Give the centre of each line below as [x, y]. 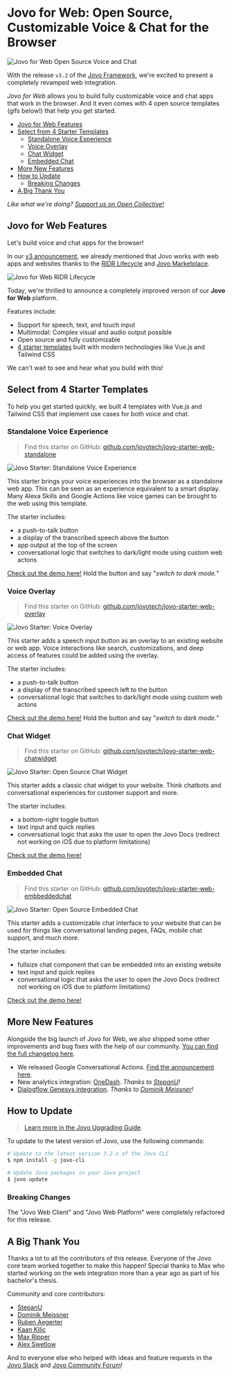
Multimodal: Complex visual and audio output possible [95, 332]
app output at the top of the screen [67, 545]
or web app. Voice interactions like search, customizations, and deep [106, 648]
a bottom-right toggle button [58, 820]
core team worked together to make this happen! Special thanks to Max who [116, 1266]
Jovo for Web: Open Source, [90, 13]
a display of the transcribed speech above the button [93, 537]
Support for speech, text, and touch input [76, 325]
